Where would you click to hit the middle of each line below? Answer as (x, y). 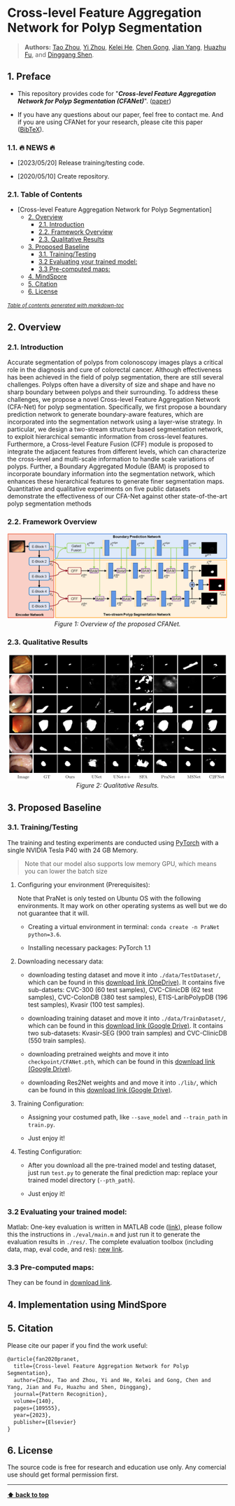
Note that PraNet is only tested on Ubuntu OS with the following (109, 898)
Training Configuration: (51, 1103)
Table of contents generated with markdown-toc (66, 306)
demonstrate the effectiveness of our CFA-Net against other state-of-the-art (117, 496)
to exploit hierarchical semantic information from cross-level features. (108, 437)
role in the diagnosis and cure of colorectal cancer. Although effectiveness (115, 370)
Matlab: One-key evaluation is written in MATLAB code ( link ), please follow (115, 1227)
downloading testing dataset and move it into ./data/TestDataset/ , (124, 975)
